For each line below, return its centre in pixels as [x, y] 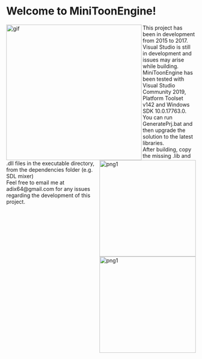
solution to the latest [168, 136]
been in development [169, 34]
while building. [161, 66]
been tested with [164, 79]
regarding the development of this [48, 195]
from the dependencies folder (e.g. [50, 169]
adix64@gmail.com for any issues [48, 189]
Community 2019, [164, 92]
